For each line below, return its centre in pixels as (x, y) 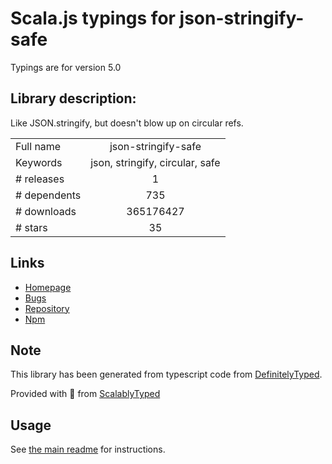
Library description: (73, 98)
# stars (31, 227)
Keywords (39, 162)
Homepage (48, 287)
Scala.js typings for (93, 18)
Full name (38, 146)
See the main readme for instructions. (88, 449)
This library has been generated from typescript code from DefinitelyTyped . (166, 374)
